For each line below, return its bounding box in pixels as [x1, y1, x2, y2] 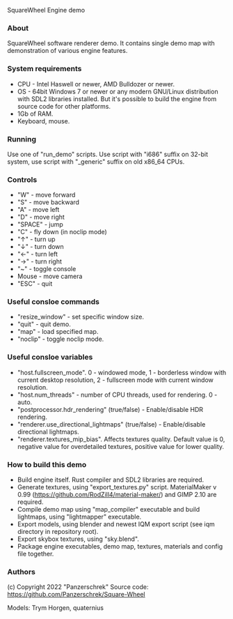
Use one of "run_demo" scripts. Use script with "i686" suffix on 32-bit [7, 150, 209, 158]
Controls [7, 174, 38, 184]
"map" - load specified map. [17, 328, 99, 336]
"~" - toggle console [17, 265, 77, 273]
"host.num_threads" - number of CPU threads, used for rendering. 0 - [17, 390, 218, 399]
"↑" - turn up [17, 235, 56, 243]
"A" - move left [17, 206, 60, 214]
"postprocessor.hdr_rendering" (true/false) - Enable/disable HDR [17, 405, 204, 413]
